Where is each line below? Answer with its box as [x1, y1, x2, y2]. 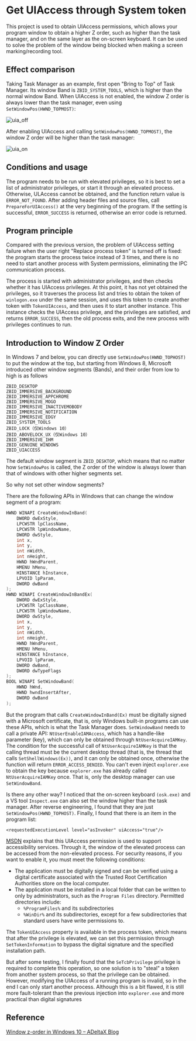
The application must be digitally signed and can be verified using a [14, 867, 178, 874]
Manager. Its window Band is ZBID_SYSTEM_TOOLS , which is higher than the [6, 86, 183, 94]
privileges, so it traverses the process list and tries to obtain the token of [6, 290, 181, 297]
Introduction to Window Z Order [6, 338, 125, 348]
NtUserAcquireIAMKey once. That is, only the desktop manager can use [6, 773, 176, 780]
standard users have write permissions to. [23, 917, 125, 924]
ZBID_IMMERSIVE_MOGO [6, 399, 57, 405]
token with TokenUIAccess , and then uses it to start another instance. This [6, 303, 182, 310]
